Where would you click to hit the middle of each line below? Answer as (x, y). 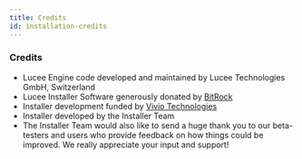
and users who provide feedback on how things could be (157, 135)
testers (36, 135)
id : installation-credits (58, 26)
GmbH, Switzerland (59, 87)
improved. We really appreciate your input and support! (126, 145)
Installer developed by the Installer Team (98, 116)
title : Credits (38, 18)
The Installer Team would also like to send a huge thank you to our (146, 125)
